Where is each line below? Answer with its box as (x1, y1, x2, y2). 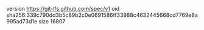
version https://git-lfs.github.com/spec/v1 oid (6, 5, 120, 12)
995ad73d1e (6, 18, 38, 25)
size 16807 (38, 18, 66, 25)
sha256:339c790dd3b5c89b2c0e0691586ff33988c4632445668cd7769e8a (6, 11, 198, 19)
